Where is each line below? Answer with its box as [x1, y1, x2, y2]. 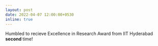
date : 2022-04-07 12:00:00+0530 [5, 12, 74, 17]
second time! [5, 36, 33, 42]
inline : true [5, 17, 33, 22]
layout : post [5, 7, 33, 13]
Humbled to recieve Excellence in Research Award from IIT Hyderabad [5, 31, 153, 37]
